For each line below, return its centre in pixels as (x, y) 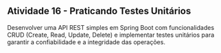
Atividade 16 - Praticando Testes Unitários (99, 11)
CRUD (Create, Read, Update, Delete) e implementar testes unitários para (111, 35)
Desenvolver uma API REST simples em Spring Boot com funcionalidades (111, 27)
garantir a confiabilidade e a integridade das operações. (86, 42)
